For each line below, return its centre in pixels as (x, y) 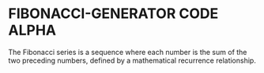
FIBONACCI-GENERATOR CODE (113, 14)
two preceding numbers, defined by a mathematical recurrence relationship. (132, 60)
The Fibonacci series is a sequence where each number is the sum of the (128, 52)
